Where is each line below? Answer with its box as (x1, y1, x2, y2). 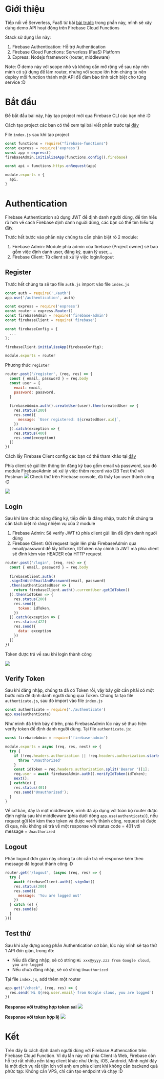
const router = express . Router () (5, 308, 73, 314)
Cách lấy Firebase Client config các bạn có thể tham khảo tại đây (5, 453, 136, 459)
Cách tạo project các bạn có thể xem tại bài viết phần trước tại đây (5, 122, 139, 128)
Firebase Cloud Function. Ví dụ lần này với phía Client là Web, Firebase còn (5, 1053, 156, 1058)
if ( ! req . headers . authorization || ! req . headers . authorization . (14, 753, 147, 758)
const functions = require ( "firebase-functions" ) (5, 141, 108, 146)
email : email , (14, 385, 42, 390)
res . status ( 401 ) (14, 785, 47, 790)
